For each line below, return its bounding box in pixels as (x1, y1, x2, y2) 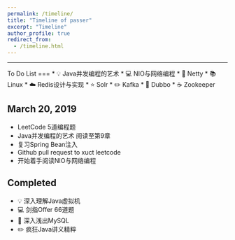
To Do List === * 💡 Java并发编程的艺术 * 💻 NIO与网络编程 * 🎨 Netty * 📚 (7, 69, 217, 78)
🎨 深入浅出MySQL (17, 216, 70, 225)
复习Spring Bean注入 (17, 140, 78, 148)
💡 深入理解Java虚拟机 (17, 197, 80, 205)
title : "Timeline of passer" (7, 17, 92, 24)
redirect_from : (7, 36, 52, 43)
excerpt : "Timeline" (7, 23, 68, 30)
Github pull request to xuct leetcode (17, 148, 121, 156)
